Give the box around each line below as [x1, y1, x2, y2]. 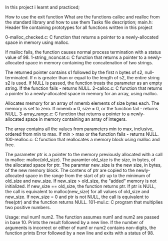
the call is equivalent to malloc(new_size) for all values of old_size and [5, 189, 149, 194]
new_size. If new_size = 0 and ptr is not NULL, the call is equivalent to [5, 194, 149, 200]
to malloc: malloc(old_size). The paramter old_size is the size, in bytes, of [5, 157, 156, 163]
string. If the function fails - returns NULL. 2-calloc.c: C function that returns [5, 85, 162, 91]
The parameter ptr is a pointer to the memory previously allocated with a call [5, 152, 163, 157]
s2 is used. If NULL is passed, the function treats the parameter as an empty [5, 80, 162, 86]
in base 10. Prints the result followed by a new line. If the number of [5, 220, 144, 225]
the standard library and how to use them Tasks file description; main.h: [5, 19, 153, 25]
